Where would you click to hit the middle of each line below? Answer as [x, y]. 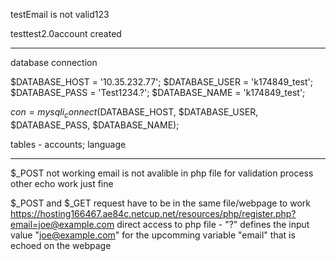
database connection [54, 62]
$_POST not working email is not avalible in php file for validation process [162, 173]
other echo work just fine [62, 183]
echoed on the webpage [61, 245]
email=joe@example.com [62, 224]
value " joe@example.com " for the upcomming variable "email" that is [153, 235]
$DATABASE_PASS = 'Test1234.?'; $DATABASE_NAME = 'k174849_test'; [158, 92]
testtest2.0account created [66, 33]
